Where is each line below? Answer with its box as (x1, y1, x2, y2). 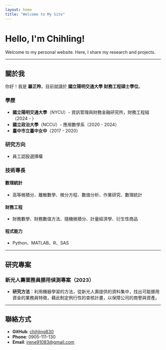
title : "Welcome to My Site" (5, 12, 65, 17)
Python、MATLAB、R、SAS (12, 240, 69, 246)
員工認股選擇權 (12, 153, 43, 159)
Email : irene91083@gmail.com (12, 339, 75, 345)
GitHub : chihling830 (12, 328, 54, 334)
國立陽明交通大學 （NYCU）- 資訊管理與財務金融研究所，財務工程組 (12, 109, 150, 115)
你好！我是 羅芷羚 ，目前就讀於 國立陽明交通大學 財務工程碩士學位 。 (5, 83, 143, 89)
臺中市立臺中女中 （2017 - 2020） (12, 128, 81, 134)
